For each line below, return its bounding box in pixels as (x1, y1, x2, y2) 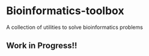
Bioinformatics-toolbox (6, 4, 124, 18)
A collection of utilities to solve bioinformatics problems (6, 24, 144, 31)
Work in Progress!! (6, 41, 78, 51)
